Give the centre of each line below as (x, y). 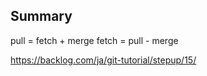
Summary (41, 16)
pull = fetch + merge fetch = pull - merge (94, 40)
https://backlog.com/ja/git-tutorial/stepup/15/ (103, 60)
